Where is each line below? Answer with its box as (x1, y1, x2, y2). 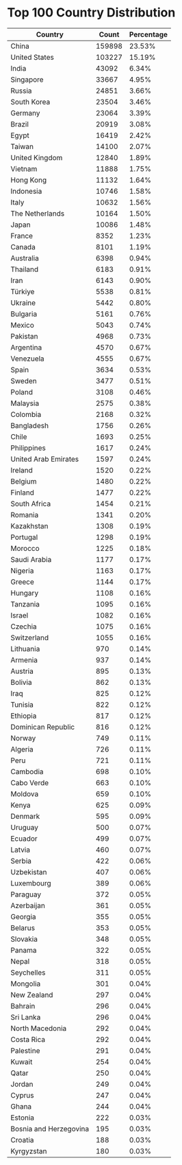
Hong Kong (10, 175, 47, 185)
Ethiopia (10, 711, 37, 721)
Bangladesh (10, 420, 49, 430)
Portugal (10, 532, 38, 542)
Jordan (10, 1079, 34, 1089)
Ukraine (10, 297, 36, 307)
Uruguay (10, 822, 39, 832)
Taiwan (10, 142, 34, 151)
